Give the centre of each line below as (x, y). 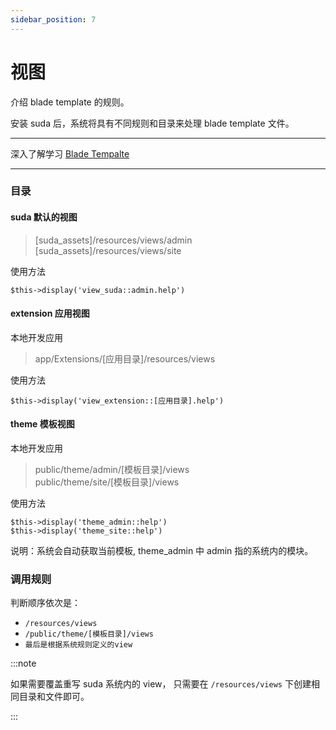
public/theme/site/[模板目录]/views (107, 482)
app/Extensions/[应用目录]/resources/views (125, 358)
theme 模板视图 (42, 424)
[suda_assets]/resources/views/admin (113, 240)
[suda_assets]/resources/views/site (108, 250)
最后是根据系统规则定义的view (78, 645)
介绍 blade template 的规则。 (70, 102)
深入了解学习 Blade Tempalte (70, 153)
